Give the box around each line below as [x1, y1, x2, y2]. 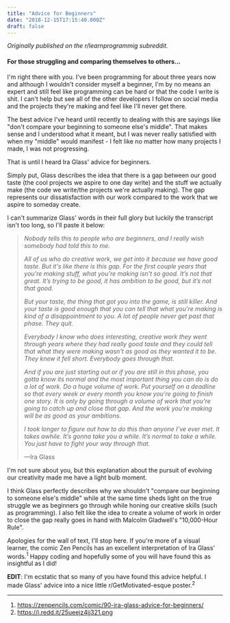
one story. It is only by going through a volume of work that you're [23, 396, 211, 405]
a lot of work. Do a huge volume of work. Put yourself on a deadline [23, 382, 216, 390]
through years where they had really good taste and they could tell [23, 339, 213, 348]
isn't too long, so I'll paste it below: [7, 220, 105, 229]
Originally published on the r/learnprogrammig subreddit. [7, 42, 168, 50]
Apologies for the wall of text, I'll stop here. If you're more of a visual [7, 536, 201, 545]
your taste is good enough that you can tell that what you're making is [23, 304, 222, 313]
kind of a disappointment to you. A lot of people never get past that [23, 312, 214, 320]
